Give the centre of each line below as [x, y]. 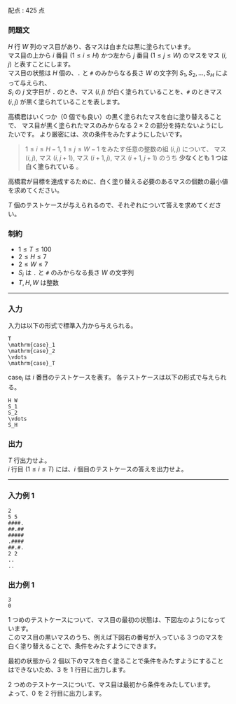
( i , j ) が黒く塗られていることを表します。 [66, 102]
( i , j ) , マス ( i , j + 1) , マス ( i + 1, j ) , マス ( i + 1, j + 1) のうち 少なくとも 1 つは [126, 158]
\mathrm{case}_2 [32, 351]
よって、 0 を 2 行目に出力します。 [57, 693]
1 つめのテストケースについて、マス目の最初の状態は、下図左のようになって [117, 619]
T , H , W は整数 [38, 282]
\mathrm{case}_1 [32, 345]
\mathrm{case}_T [32, 364]
